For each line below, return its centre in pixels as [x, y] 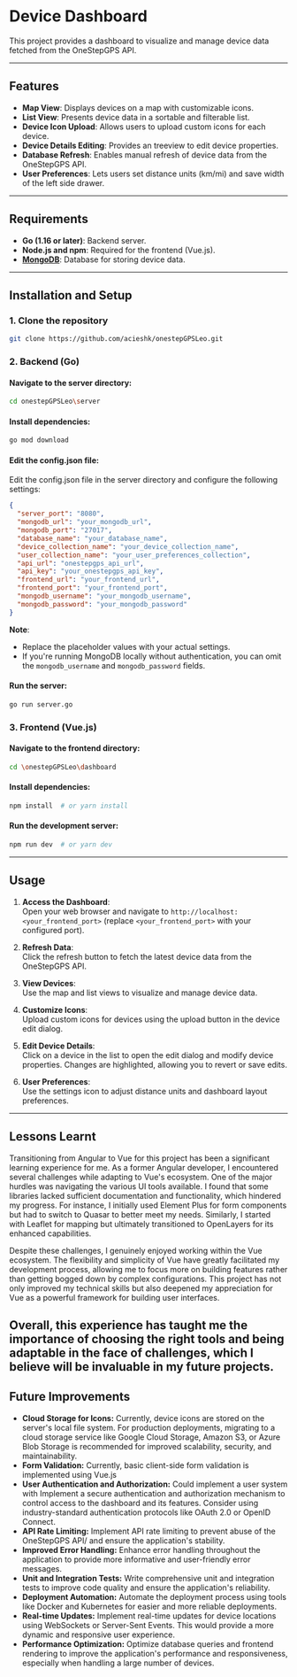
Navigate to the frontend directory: [75, 748]
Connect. [38, 1521]
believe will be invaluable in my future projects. [141, 1367]
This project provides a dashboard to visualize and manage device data [139, 41]
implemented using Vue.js [69, 1474]
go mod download [39, 440]
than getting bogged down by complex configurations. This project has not [145, 1279]
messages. [42, 1568]
